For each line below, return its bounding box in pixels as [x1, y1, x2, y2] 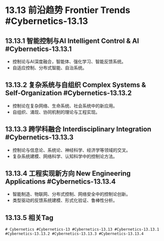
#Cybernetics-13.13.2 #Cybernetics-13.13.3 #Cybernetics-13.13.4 [5, 232, 144, 237]
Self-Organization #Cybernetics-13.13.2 [5, 89, 132, 97]
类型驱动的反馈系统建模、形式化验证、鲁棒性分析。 [12, 198, 118, 204]
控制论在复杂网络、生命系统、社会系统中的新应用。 [12, 103, 118, 109]
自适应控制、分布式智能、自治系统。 [12, 65, 87, 70]
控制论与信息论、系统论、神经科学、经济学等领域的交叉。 [12, 147, 131, 153]
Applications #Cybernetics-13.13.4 [5, 178, 116, 186]
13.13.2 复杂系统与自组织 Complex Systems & [5, 81, 146, 89]
